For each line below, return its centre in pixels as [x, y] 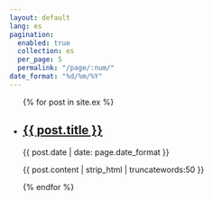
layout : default [40, 18]
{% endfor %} [48, 186]
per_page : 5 [40, 59]
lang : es [26, 26]
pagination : [32, 34]
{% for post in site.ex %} [68, 102]
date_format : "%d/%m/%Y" [56, 77]
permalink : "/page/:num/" [66, 68]
